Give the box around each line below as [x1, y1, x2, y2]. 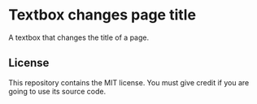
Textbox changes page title [8, 6, 197, 24]
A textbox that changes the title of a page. [8, 32, 150, 42]
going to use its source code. [8, 86, 107, 96]
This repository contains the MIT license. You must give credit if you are [8, 77, 250, 87]
